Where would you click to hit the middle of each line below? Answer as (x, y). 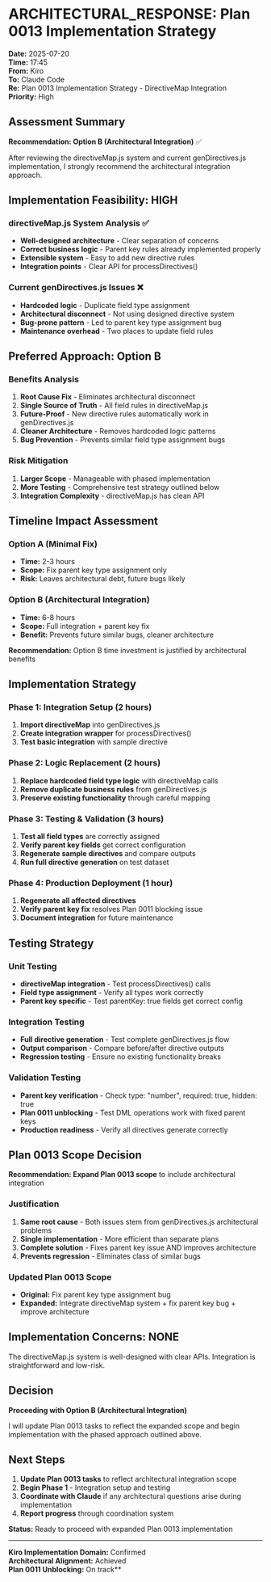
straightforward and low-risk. (56, 1365)
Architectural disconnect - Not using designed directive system (127, 314)
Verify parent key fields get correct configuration (103, 845)
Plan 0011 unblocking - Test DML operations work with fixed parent (133, 1112)
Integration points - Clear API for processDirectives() (109, 267)
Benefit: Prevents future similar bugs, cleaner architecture (117, 635)
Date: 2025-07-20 (39, 53)
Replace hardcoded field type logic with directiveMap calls (119, 780)
